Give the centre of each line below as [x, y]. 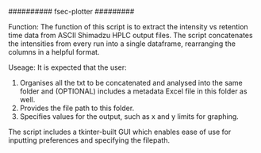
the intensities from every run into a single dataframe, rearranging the [122, 44]
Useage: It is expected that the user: [67, 67]
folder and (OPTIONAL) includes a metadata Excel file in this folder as [133, 91]
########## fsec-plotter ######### [71, 11]
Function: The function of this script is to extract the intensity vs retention [128, 27]
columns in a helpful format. [54, 52]
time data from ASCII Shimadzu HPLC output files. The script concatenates [130, 35]
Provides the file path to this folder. [77, 108]
